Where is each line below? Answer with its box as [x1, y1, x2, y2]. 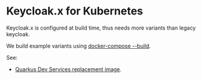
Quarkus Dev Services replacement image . [14, 65, 122, 73]
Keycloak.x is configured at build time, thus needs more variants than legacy [6, 24, 196, 31]
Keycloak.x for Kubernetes [6, 4, 144, 18]
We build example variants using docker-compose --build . [6, 42, 151, 49]
